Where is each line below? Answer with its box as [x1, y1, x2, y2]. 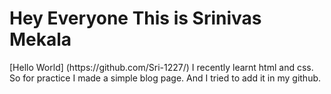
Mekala [9, 28, 72, 51]
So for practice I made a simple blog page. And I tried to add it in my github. [9, 72, 322, 84]
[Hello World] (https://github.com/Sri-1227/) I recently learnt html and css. [9, 61, 314, 73]
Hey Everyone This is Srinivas [9, 7, 262, 30]
